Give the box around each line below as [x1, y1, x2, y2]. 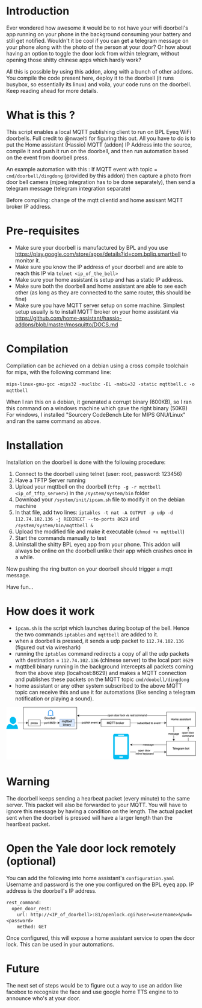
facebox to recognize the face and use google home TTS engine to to [6, 988, 179, 995]
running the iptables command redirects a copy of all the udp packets [14, 650, 189, 657]
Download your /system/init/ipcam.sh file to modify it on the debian [14, 496, 185, 503]
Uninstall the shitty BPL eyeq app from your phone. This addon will [14, 540, 180, 548]
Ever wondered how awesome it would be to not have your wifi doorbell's [6, 24, 188, 31]
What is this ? [6, 109, 75, 122]
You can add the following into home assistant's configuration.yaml [6, 874, 175, 881]
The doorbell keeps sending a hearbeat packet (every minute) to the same [6, 794, 191, 802]
